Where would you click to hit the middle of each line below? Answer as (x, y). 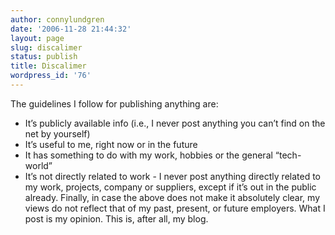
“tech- (288, 155)
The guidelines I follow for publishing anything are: (114, 103)
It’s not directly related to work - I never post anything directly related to (173, 176)
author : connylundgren (57, 19)
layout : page (37, 38)
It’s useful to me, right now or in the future (111, 144)
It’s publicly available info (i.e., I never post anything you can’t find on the (175, 123)
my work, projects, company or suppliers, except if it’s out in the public (170, 187)
